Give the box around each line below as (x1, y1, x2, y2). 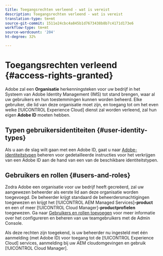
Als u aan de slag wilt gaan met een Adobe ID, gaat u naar (5, 147, 121, 153)
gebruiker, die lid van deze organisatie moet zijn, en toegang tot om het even (5, 101, 159, 107)
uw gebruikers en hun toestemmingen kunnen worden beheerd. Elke (5, 96, 143, 102)
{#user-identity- (96, 126, 147, 135)
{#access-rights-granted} (5, 70, 113, 81)
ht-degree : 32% (5, 35, 36, 39)
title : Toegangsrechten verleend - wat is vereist (5, 7, 110, 12)
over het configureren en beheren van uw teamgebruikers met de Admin (5, 215, 150, 221)
